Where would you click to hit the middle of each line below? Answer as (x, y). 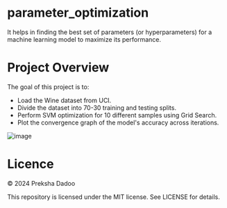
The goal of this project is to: (48, 87)
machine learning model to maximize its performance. (84, 39)
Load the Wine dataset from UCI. (64, 100)
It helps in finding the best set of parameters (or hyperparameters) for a (110, 32)
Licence (31, 164)
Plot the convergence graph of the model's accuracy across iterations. (118, 122)
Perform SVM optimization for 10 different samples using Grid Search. (117, 115)
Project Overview (58, 68)
